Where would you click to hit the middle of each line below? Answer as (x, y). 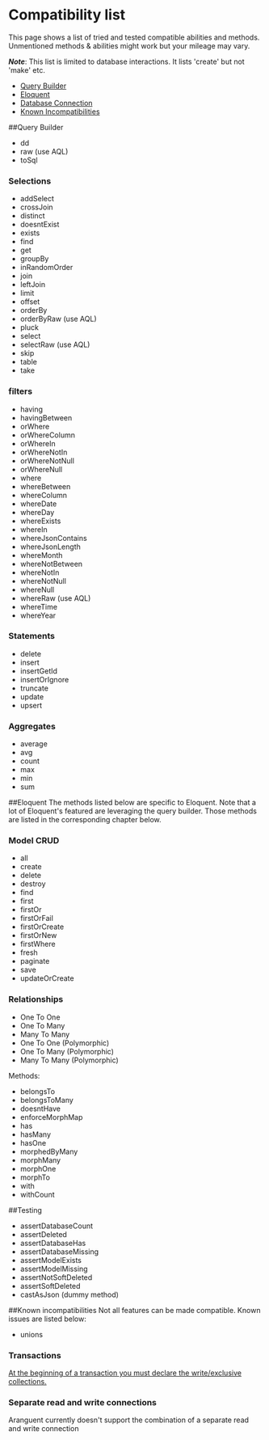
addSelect (37, 199)
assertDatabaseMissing (59, 1252)
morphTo (35, 1177)
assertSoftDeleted (50, 1286)
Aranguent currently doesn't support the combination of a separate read (128, 1420)
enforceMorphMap (51, 1117)
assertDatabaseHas (53, 1243)
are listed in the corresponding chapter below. (85, 820)
